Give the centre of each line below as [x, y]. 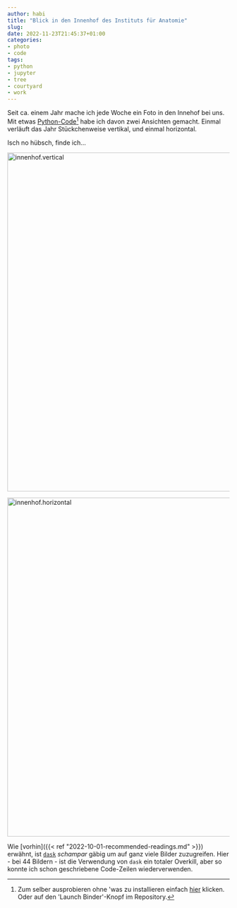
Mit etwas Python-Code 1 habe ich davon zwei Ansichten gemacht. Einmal [114, 121]
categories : [25, 40]
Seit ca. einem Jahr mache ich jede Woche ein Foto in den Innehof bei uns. [116, 113]
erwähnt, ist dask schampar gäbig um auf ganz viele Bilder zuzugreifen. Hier [118, 854]
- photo [19, 47]
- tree [17, 79]
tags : [15, 60]
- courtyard [25, 86]
